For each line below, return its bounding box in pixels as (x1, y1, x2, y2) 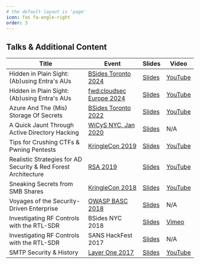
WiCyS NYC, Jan (88, 121, 135, 129)
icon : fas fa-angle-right (6, 14, 70, 20)
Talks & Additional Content (6, 42, 107, 52)
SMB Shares (9, 187, 43, 195)
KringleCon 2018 (88, 184, 137, 192)
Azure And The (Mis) (9, 104, 67, 112)
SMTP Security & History (9, 249, 79, 257)
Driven (9, 204, 28, 213)
